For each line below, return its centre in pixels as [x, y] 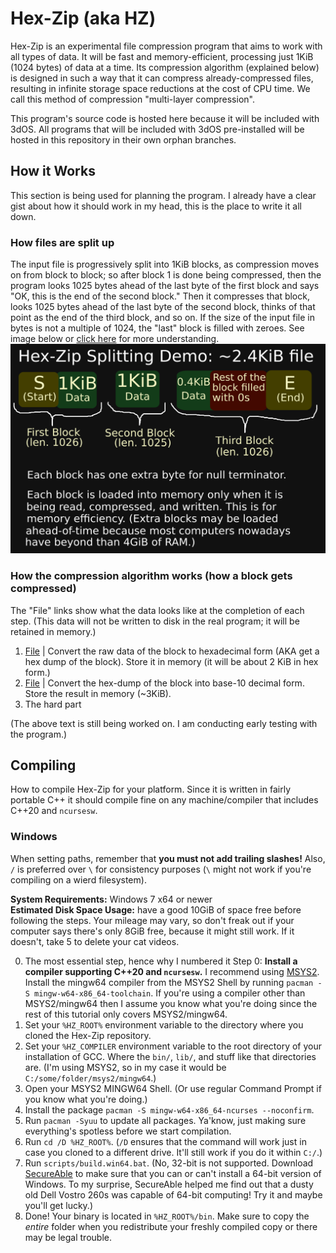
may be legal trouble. [68, 1237]
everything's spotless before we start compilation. [128, 1131]
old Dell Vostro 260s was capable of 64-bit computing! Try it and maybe [173, 1194]
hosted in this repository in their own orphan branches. [123, 139]
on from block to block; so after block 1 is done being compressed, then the [166, 275]
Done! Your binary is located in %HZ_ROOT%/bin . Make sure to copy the [167, 1216]
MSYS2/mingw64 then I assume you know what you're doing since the [171, 1003]
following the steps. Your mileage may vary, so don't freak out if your [152, 920]
